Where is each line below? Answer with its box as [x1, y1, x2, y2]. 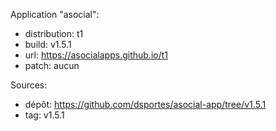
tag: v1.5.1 [24, 109, 65, 121]
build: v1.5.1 [24, 39, 72, 50]
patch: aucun [24, 60, 80, 71]
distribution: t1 [24, 28, 84, 39]
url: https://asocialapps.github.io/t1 [24, 49, 168, 61]
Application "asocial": [10, 9, 100, 20]
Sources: [10, 79, 48, 91]
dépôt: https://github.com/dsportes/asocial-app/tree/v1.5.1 [24, 99, 267, 110]
